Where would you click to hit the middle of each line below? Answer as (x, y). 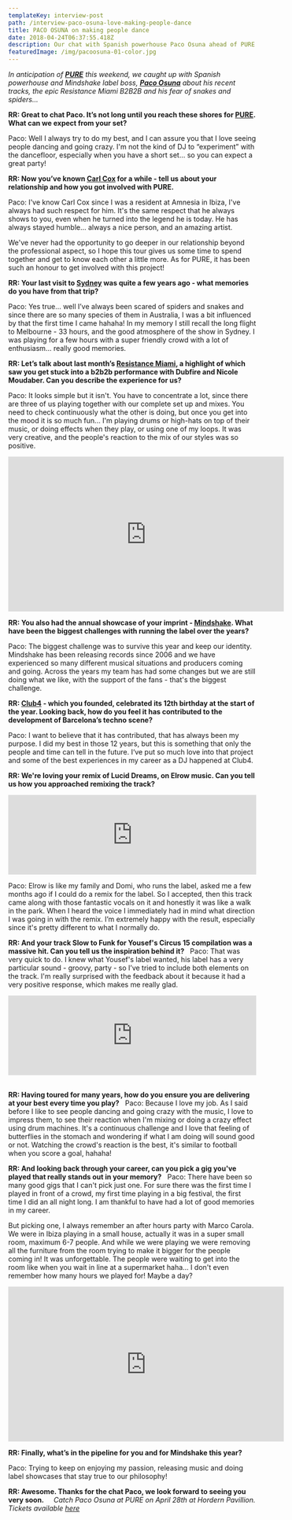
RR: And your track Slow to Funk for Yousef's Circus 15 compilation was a (130, 943)
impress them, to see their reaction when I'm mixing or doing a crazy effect (130, 1120)
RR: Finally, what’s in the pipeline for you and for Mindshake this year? (125, 1453)
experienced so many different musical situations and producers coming (126, 663)
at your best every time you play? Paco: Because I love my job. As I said (128, 1103)
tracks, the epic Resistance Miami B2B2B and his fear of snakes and (120, 91)
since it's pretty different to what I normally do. (84, 928)
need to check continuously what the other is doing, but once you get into (128, 412)
